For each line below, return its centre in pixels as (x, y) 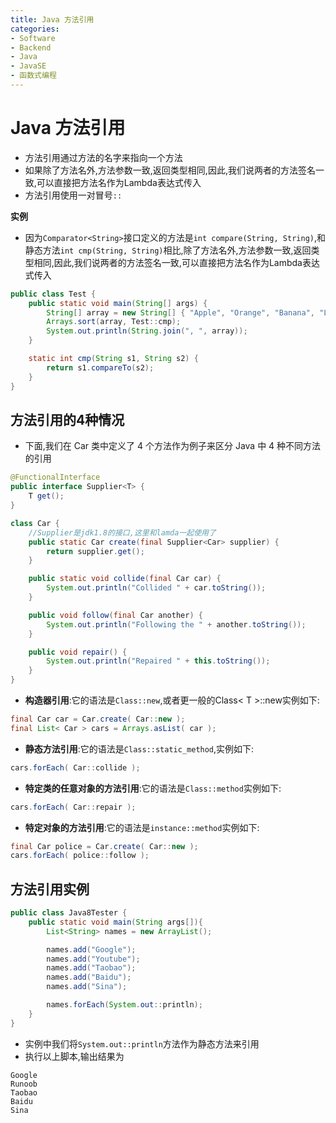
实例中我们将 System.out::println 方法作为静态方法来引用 (142, 1043)
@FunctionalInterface (55, 477)
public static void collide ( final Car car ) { (125, 579)
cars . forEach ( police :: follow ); (80, 856)
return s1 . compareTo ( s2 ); (100, 367)
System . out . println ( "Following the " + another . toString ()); (176, 624)
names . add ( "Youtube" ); (93, 959)
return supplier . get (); (95, 551)
